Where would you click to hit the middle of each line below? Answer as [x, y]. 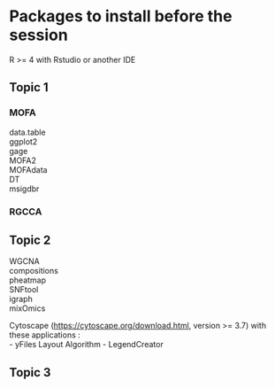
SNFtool [24, 290]
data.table [27, 132]
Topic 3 [30, 372]
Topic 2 [30, 240]
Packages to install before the [121, 16]
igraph [21, 299]
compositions [34, 271]
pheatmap [28, 280]
